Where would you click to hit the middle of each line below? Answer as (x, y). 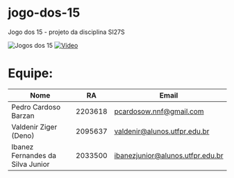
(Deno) (23, 135)
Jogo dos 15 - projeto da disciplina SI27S (66, 32)
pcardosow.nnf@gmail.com (159, 111)
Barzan (23, 116)
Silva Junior (31, 164)
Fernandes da (34, 155)
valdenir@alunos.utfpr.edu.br (162, 131)
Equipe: (31, 73)
